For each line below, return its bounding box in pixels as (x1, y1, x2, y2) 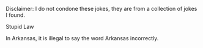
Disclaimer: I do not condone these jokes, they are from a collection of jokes (6, 5, 197, 12)
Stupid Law (6, 23, 34, 30)
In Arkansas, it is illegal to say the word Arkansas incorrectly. (6, 35, 159, 41)
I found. (6, 11, 26, 19)
